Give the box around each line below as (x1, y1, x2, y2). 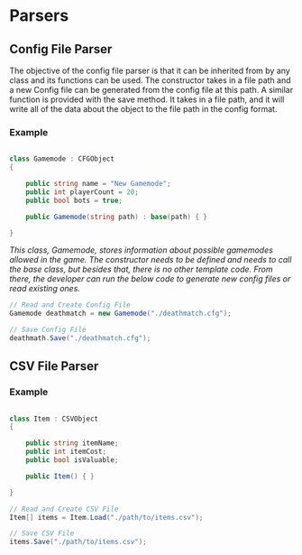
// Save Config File (9, 326, 87, 335)
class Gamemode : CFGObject (9, 154, 115, 163)
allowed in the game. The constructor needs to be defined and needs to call (9, 254, 292, 265)
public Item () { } (25, 471, 95, 481)
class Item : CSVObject (9, 414, 99, 423)
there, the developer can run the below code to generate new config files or (9, 273, 291, 284)
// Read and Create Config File (9, 301, 131, 310)
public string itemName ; (25, 439, 119, 448)
